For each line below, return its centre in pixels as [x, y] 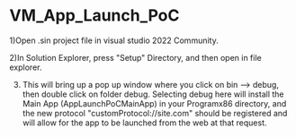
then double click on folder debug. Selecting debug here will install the [153, 94]
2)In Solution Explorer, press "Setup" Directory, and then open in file [136, 57]
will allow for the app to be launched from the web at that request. [144, 123]
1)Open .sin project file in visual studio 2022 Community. [114, 40]
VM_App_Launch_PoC [94, 16]
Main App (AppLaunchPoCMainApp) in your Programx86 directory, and [154, 103]
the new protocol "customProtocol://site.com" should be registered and [155, 113]
